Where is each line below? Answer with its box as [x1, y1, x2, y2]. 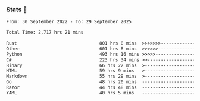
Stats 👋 [6, 5, 27, 14]
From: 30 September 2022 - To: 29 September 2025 [6, 19, 132, 25]
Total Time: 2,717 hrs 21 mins [6, 30, 84, 36]
